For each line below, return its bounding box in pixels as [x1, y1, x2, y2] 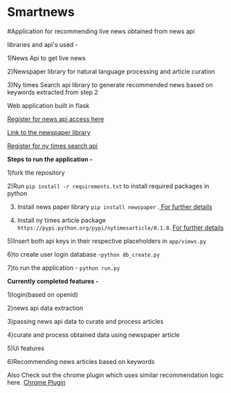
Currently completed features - [7, 277, 99, 285]
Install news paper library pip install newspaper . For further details [17, 202, 212, 211]
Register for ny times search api [7, 141, 98, 149]
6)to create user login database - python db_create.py [7, 250, 160, 258]
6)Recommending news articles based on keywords [7, 357, 155, 365]
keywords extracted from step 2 [7, 88, 99, 96]
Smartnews [7, 4, 75, 20]
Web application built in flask [7, 101, 90, 109]
